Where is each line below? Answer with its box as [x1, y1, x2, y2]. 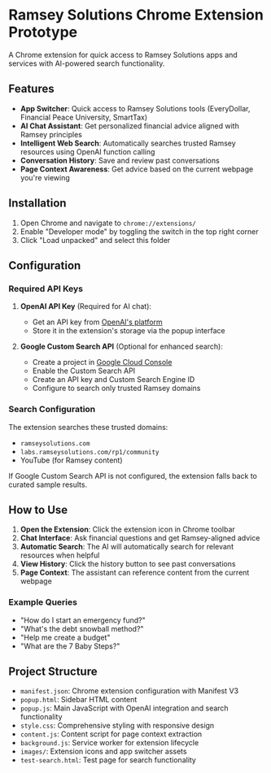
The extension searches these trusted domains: [8, 422, 168, 432]
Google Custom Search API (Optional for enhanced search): [20, 341, 224, 351]
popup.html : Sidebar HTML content [20, 695, 138, 705]
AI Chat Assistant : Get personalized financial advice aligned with [20, 120, 240, 131]
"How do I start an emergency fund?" [20, 615, 146, 625]
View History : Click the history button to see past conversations [20, 559, 236, 569]
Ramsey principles [20, 129, 83, 139]
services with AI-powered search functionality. [8, 59, 165, 68]
